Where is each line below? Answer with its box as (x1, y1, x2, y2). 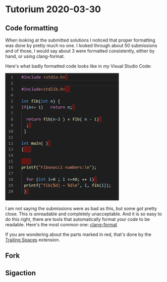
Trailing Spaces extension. (5, 237, 61, 243)
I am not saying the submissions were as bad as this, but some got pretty (5, 206, 157, 211)
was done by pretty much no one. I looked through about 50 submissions (5, 43, 157, 49)
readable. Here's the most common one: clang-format (5, 222, 118, 227)
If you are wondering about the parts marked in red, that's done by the (5, 231, 151, 237)
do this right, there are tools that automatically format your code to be (5, 216, 150, 222)
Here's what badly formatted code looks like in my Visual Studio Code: (5, 63, 152, 69)
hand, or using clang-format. (5, 53, 65, 59)
